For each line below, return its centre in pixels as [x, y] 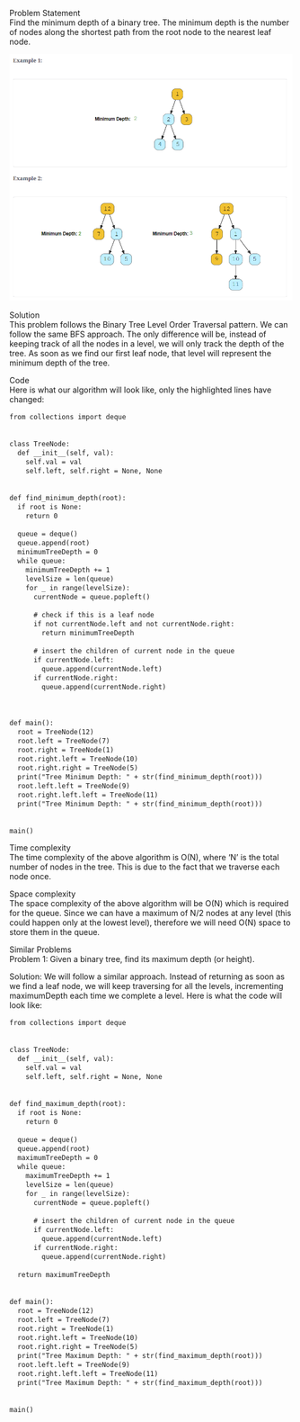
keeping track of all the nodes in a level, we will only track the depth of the [147, 343]
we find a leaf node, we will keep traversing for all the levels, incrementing [146, 985]
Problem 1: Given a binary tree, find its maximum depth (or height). [132, 958]
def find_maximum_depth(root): [68, 1103]
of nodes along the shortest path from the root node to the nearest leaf [141, 32]
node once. [31, 876]
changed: [27, 399]
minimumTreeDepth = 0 [58, 552]
